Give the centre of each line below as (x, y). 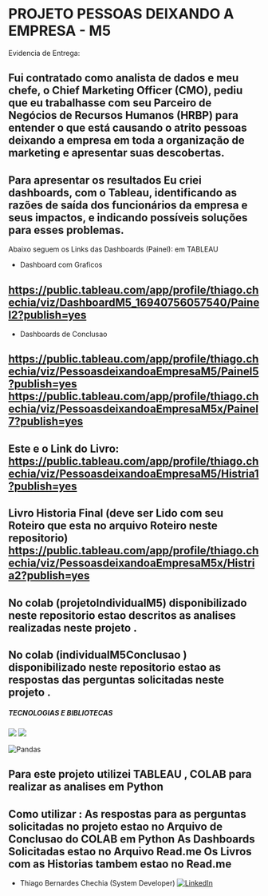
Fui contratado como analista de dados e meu (124, 78)
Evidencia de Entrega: (44, 53)
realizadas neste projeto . (73, 628)
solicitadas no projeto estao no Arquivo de (116, 826)
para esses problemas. (67, 230)
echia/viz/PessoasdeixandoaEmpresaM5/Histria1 (134, 473)
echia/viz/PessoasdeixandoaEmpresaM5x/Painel (134, 409)
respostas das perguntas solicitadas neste (116, 680)
